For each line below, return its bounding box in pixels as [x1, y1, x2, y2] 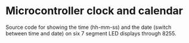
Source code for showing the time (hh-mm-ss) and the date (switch [5, 24, 172, 31]
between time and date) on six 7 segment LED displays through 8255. [5, 29, 176, 37]
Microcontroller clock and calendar [5, 4, 183, 18]
